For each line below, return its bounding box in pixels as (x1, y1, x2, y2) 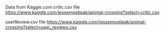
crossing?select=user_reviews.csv (5, 24, 77, 30)
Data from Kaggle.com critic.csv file (5, 4, 80, 10)
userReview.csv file (5, 19, 45, 25)
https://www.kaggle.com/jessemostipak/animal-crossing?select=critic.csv (5, 9, 160, 15)
